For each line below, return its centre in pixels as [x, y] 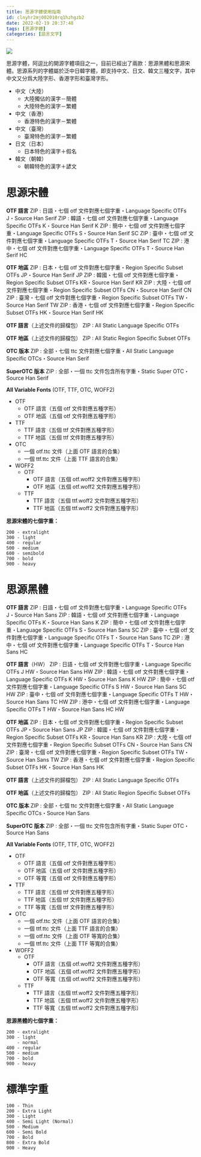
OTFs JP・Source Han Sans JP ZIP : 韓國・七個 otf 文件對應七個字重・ [93, 730]
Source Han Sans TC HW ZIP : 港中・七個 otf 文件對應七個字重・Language [98, 702]
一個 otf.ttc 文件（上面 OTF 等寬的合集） [73, 936]
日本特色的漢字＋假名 [50, 152]
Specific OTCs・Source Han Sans [48, 813]
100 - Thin [20, 1106]
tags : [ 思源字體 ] [26, 29]
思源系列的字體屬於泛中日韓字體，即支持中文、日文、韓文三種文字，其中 [106, 71]
